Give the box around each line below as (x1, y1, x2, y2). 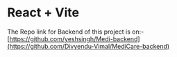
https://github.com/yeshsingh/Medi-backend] (9, 34, 140, 43)
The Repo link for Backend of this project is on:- (7, 27, 144, 36)
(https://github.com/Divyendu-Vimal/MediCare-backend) (7, 42, 170, 50)
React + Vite (7, 5, 80, 21)
